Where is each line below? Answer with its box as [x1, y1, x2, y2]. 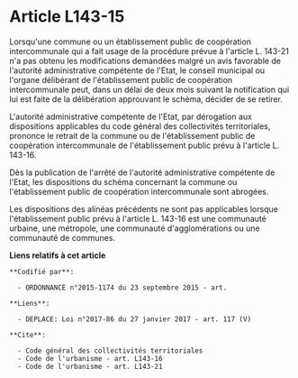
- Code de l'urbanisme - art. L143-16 [17, 354, 164, 363]
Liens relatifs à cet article [9, 250, 106, 261]
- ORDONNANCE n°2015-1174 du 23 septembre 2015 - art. [17, 282, 228, 292]
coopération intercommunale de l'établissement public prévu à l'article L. [9, 140, 280, 151]
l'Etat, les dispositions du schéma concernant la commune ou [9, 176, 238, 187]
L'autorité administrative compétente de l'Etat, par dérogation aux [9, 111, 252, 122]
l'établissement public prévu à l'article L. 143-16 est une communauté [9, 213, 267, 224]
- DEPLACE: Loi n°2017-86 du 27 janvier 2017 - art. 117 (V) [17, 314, 252, 324]
